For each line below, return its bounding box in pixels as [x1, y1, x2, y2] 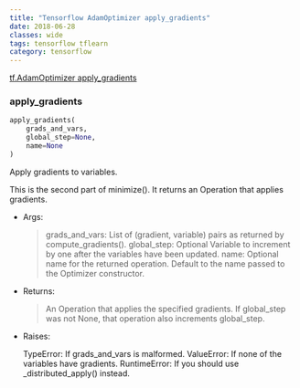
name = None [26, 142, 64, 151]
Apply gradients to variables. [9, 166, 118, 177]
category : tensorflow [9, 47, 92, 57]
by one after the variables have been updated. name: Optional [45, 248, 279, 259]
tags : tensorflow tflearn [9, 38, 108, 48]
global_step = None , [26, 133, 96, 142]
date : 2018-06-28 [9, 22, 76, 31]
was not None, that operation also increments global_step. [45, 312, 265, 324]
